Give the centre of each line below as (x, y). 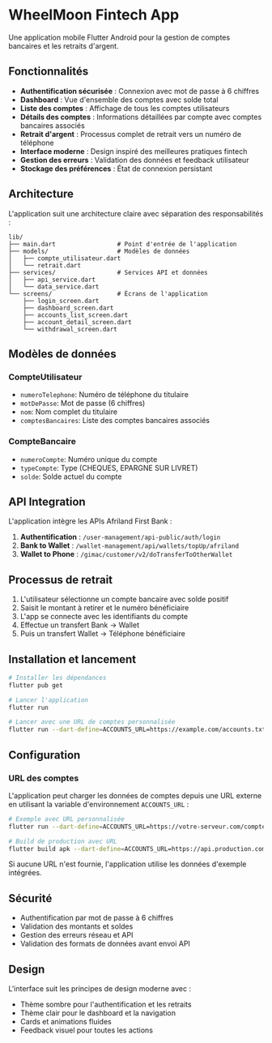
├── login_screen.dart (61, 301)
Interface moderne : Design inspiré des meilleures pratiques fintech (134, 151)
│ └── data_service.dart (54, 286)
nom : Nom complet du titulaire (69, 412)
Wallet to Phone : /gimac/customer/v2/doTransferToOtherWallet (126, 554)
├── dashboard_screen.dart (68, 308)
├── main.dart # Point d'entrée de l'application (123, 244)
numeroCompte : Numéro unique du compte (89, 459)
